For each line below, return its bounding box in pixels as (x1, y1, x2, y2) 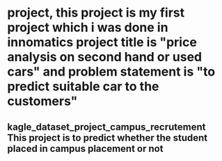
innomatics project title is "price (7, 35, 197, 50)
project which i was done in (7, 19, 168, 35)
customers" (7, 94, 78, 109)
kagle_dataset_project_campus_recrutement (7, 121, 206, 133)
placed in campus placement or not (7, 142, 164, 154)
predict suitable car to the (7, 78, 159, 94)
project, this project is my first (7, 5, 185, 21)
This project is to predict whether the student (7, 132, 208, 144)
